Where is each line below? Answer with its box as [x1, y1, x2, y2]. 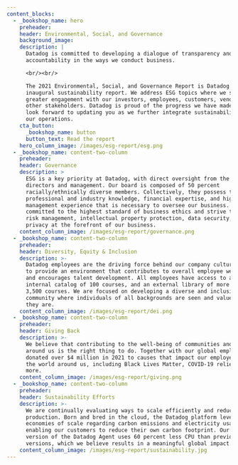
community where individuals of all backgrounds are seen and [25, 294, 214, 301]
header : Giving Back [19, 328, 80, 335]
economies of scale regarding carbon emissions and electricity [25, 420, 220, 427]
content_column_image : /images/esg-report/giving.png [19, 374, 182, 381]
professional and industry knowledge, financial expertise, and [25, 195, 220, 202]
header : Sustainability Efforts [19, 393, 115, 401]
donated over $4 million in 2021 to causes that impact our [25, 354, 207, 361]
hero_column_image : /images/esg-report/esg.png [19, 142, 163, 150]
